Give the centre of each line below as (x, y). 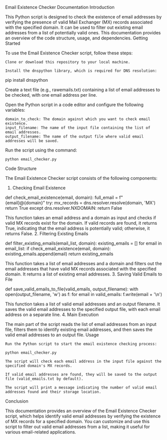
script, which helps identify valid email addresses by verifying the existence (83, 416)
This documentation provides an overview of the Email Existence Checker (81, 411)
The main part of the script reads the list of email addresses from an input (81, 324)
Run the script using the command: (41, 150)
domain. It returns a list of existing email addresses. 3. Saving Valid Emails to (84, 274)
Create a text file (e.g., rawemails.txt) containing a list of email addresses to (83, 90)
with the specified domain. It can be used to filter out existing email (74, 27)
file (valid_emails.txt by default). (44, 379)
